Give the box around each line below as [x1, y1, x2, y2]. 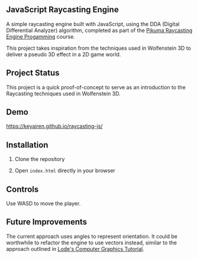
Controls [6, 184, 39, 194]
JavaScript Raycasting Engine [6, 5, 119, 15]
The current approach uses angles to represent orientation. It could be [6, 233, 178, 240]
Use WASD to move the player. [6, 200, 81, 207]
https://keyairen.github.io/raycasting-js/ [6, 122, 103, 130]
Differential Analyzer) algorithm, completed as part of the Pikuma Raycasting [6, 27, 193, 34]
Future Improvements [6, 217, 87, 227]
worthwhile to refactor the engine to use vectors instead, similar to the [6, 239, 177, 246]
